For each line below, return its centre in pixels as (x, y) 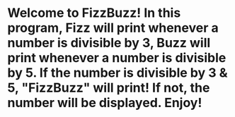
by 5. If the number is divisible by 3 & (117, 73)
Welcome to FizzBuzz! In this (94, 13)
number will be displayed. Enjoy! (105, 103)
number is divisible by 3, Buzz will (109, 43)
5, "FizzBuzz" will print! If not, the (109, 88)
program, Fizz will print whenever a (113, 28)
